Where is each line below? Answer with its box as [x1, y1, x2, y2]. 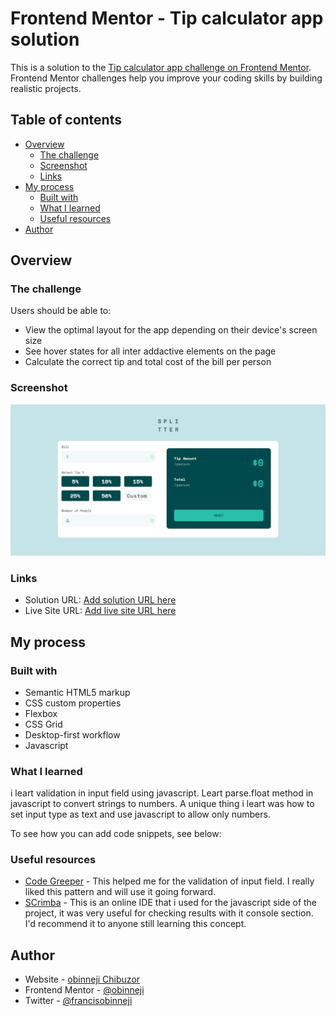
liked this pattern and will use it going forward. [24, 886, 217, 898]
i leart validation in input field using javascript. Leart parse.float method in [10, 787, 314, 799]
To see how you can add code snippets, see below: [10, 828, 222, 840]
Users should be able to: [10, 305, 112, 317]
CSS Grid [24, 718, 63, 730]
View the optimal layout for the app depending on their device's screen [24, 324, 318, 336]
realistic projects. [10, 82, 82, 94]
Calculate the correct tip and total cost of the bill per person [24, 356, 272, 368]
